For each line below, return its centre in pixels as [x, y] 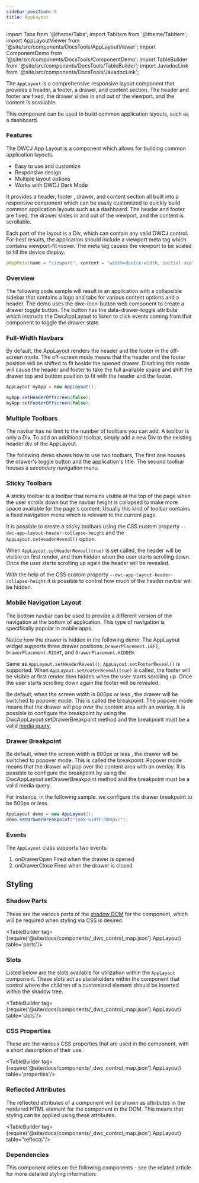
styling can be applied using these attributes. [61, 1115]
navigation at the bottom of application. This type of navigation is [85, 622]
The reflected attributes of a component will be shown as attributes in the [96, 1102]
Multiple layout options [43, 178]
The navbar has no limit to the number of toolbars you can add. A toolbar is [98, 431]
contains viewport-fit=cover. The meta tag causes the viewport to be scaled [99, 245]
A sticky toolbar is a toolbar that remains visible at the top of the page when [98, 496]
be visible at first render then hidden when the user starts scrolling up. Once [99, 676]
